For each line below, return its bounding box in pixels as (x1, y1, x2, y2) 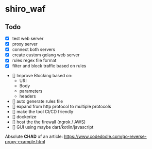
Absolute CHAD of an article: (5, 133, 63, 139)
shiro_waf (5, 3, 46, 15)
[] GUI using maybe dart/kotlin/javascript (12, 124, 94, 130)
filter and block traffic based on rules (12, 63, 86, 69)
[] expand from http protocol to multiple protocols (12, 103, 112, 110)
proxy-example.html (5, 139, 45, 145)
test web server (12, 35, 44, 41)
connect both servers (12, 47, 55, 52)
